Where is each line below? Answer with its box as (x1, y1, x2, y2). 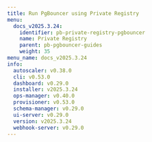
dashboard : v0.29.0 (13, 80, 69, 87)
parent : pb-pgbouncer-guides (19, 42, 103, 48)
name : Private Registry (19, 35, 88, 42)
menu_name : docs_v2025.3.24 (7, 55, 88, 61)
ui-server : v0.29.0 (13, 111, 69, 118)
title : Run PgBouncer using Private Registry (7, 10, 139, 17)
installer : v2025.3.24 (13, 86, 78, 93)
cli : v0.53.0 (13, 73, 51, 81)
